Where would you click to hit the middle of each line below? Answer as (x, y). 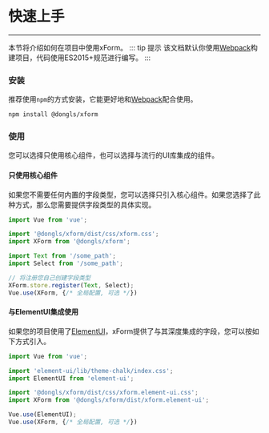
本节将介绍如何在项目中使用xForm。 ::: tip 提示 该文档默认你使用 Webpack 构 (133, 47)
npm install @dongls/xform (53, 114)
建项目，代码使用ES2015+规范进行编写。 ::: (80, 58)
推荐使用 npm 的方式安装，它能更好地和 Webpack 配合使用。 (103, 99)
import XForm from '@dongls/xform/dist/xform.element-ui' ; (109, 400)
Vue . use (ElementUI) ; (43, 415)
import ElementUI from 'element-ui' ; (71, 378)
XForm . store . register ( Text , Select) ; (71, 285)
